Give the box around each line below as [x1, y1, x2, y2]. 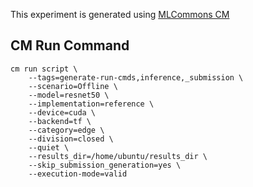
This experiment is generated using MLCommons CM [10, 9, 230, 20]
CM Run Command [10, 37, 130, 54]
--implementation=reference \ [28, 99, 155, 109]
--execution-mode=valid [28, 169, 128, 179]
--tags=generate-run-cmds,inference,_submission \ [28, 72, 244, 83]
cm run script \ [10, 64, 78, 74]
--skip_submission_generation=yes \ [28, 160, 182, 170]
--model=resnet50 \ [28, 90, 110, 100]
